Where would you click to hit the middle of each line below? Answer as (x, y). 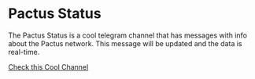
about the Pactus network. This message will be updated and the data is (125, 43)
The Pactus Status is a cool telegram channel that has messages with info (128, 35)
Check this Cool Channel (48, 66)
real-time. (24, 52)
